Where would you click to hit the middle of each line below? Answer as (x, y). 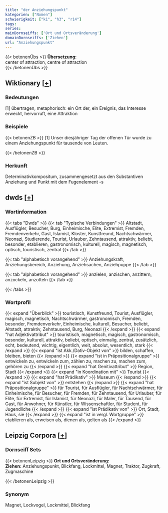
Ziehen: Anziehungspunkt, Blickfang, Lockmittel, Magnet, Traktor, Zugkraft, (83, 466)
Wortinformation (26, 212)
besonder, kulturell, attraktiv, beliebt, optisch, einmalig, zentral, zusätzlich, (81, 340)
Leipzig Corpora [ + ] (36, 436)
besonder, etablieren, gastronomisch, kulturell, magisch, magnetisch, (76, 244)
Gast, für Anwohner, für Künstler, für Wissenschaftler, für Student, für (77, 404)
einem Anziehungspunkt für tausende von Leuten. (57, 143)
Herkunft (16, 165)
